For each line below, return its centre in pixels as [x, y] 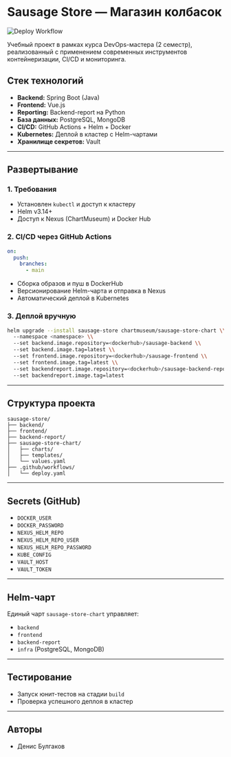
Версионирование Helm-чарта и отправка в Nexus [91, 291]
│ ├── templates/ [35, 455]
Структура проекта [51, 403]
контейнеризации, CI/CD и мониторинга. [67, 59]
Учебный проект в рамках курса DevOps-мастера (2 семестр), [100, 44]
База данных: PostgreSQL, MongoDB [71, 119]
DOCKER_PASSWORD [40, 526]
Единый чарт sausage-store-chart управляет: [73, 613]
